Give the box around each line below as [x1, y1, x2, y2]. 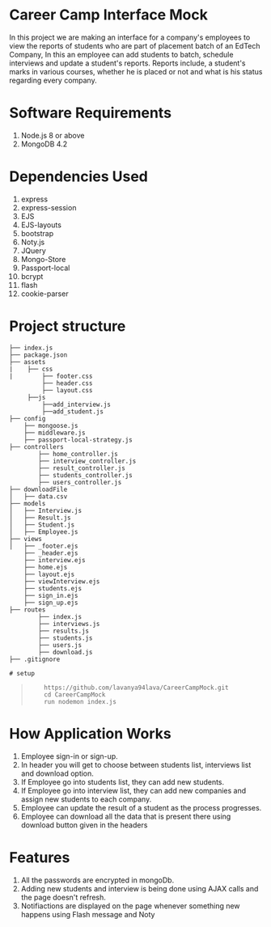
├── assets [9, 358, 46, 366]
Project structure [9, 317, 126, 335]
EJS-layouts [20, 220, 61, 230]
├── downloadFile [9, 485, 68, 493]
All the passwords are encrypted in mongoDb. [20, 875, 175, 885]
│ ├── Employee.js [9, 527, 79, 535]
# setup [9, 669, 36, 677]
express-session [20, 202, 77, 212]
